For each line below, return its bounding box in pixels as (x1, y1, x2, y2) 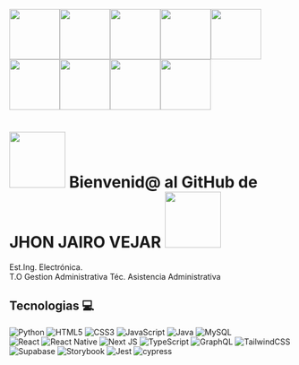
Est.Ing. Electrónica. (9, 261, 83, 273)
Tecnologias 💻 (9, 299, 95, 314)
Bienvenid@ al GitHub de (68, 172, 258, 193)
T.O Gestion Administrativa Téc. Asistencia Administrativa (9, 271, 221, 282)
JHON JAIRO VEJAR (9, 232, 162, 253)
